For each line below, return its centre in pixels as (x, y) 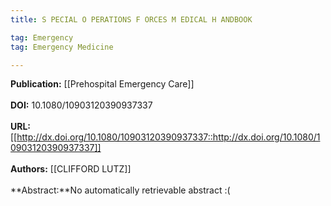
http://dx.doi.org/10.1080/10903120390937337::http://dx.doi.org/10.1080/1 (168, 137)
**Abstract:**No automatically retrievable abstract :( (120, 190)
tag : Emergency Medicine (62, 47)
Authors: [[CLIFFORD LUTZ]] (71, 169)
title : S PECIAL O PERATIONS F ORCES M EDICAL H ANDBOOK (131, 19)
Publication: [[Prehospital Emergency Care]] (102, 84)
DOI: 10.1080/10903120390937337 (81, 105)
